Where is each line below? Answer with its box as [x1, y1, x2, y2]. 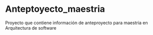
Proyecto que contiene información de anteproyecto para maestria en [5, 20, 148, 26]
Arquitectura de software [5, 25, 56, 31]
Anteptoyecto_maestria [5, 3, 106, 15]
